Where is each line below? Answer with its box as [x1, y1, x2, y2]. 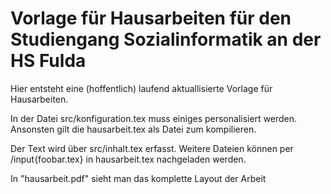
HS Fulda [10, 50, 87, 72]
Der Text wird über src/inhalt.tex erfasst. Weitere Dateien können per [10, 142, 294, 154]
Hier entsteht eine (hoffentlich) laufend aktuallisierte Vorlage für [10, 82, 273, 94]
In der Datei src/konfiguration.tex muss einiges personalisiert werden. [10, 112, 298, 124]
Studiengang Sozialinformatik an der [10, 28, 322, 51]
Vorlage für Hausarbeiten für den [10, 7, 292, 30]
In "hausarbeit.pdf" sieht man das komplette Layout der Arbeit [10, 172, 267, 184]
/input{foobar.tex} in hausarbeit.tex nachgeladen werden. [10, 153, 247, 165]
